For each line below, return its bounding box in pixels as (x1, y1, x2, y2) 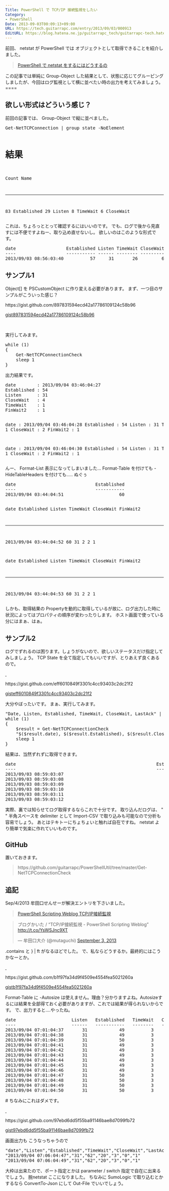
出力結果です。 (5, 372, 36, 378)
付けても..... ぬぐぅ (49, 471, 88, 477)
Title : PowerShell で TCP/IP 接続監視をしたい (5, 7, 98, 13)
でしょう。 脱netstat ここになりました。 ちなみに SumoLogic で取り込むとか (5, 1174, 163, 1180)
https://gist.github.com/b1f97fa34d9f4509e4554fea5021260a (5, 975, 133, 980)
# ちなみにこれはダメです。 (5, 1098, 62, 1103)
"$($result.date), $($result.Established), (16, 731, 125, 737)
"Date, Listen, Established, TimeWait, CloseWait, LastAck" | (5, 711, 162, 717)
